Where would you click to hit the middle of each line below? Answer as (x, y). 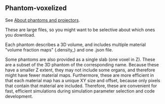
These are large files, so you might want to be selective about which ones (80, 30)
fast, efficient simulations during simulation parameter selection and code (80, 91)
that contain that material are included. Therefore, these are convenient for (81, 86)
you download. (20, 35)
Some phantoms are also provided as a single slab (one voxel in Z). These (80, 59)
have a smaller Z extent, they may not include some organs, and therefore (80, 70)
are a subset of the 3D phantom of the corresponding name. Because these (82, 64)
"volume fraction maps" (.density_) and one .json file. (59, 50)
